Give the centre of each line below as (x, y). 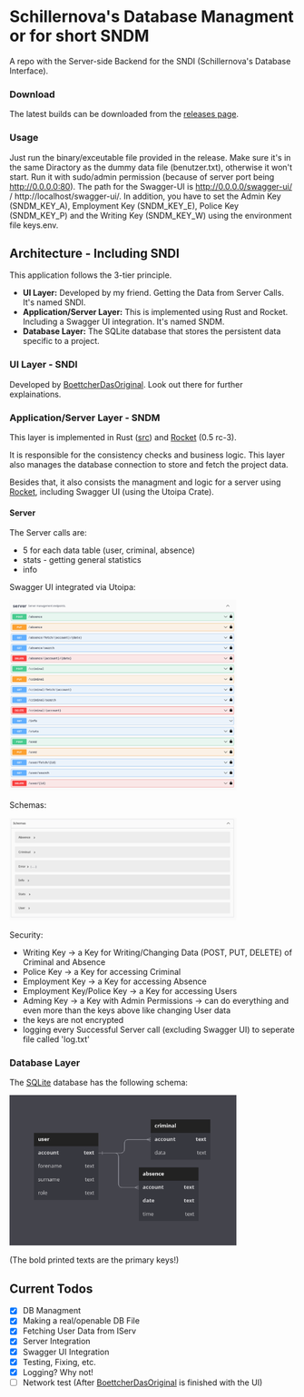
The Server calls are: (49, 533)
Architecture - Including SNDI (94, 253)
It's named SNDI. (54, 302)
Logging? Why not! (58, 1372)
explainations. (35, 394)
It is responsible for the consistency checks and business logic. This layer (147, 455)
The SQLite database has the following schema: (99, 1083)
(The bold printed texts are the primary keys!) (94, 1260)
